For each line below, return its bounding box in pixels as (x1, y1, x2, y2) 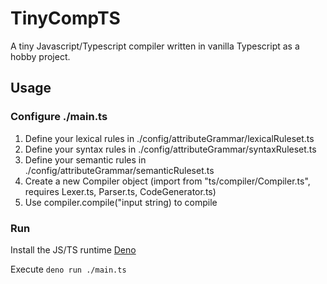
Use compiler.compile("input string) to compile (24, 196, 218, 208)
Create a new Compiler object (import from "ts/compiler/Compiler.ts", (24, 175, 311, 187)
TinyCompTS (10, 7, 121, 30)
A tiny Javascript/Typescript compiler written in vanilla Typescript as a (10, 40, 300, 52)
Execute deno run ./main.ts (10, 263, 127, 275)
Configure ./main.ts (10, 110, 108, 124)
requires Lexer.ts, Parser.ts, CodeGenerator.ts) (24, 185, 217, 197)
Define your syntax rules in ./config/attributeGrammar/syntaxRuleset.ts (24, 143, 317, 155)
